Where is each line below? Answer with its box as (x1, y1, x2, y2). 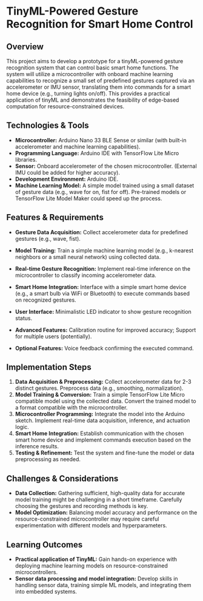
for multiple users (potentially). (15, 333, 92, 340)
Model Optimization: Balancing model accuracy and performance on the (15, 509, 198, 516)
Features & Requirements (6, 212, 104, 223)
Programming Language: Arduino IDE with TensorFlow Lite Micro (15, 149, 179, 156)
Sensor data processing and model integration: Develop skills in (15, 575, 178, 582)
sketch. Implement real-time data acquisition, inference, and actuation (15, 417, 190, 424)
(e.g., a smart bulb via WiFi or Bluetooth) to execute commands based (15, 290, 190, 297)
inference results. (15, 443, 59, 450)
